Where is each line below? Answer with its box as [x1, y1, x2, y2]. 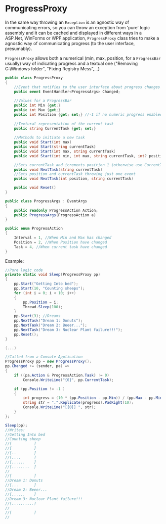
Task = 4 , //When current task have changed [14, 244, 107, 249]
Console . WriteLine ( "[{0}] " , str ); [23, 405, 96, 410]
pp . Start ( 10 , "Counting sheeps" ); [14, 286, 85, 291]
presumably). [5, 46, 32, 51]
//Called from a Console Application [5, 354, 83, 359]
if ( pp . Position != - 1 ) [14, 386, 65, 391]
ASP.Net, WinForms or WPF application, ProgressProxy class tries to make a [5, 35, 160, 41]
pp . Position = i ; [23, 300, 58, 305]
